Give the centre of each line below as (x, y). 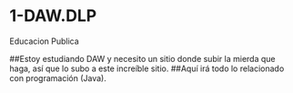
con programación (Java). (58, 77)
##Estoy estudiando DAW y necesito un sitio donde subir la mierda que (142, 58)
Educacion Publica (44, 41)
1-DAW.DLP (53, 16)
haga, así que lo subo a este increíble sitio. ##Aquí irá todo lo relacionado (147, 68)
